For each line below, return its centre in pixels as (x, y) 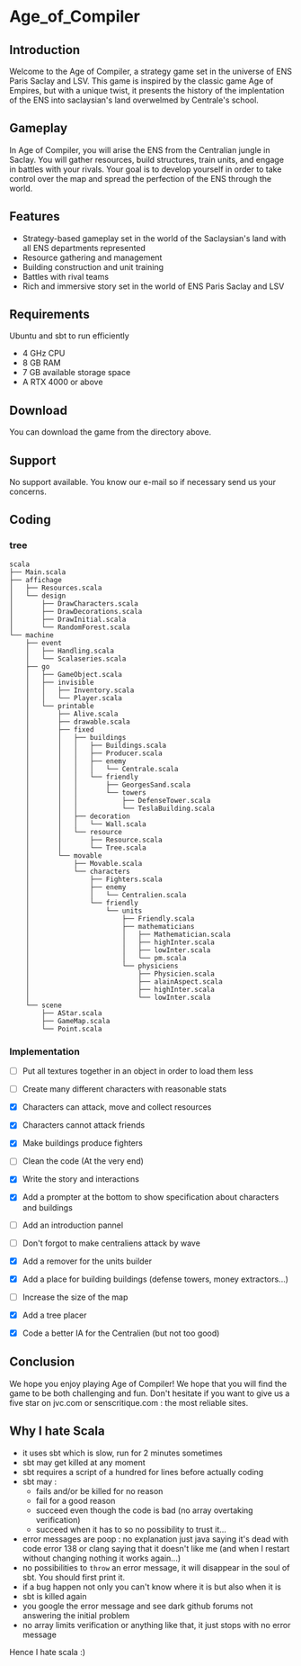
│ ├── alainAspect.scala (124, 982)
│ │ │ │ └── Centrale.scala (102, 769)
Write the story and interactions (80, 1179)
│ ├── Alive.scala (72, 714)
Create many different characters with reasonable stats (124, 1089)
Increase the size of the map (75, 1297)
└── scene (44, 1005)
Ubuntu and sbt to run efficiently (70, 336)
